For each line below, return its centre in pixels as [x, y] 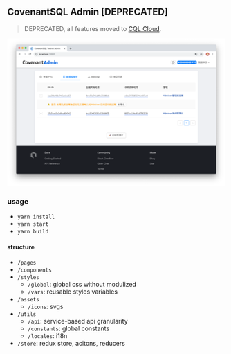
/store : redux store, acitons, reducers [71, 344]
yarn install [36, 217]
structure [21, 247]
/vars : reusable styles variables [73, 292]
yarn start [33, 224]
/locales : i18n [47, 336]
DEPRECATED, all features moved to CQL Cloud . [93, 28]
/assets [28, 300]
